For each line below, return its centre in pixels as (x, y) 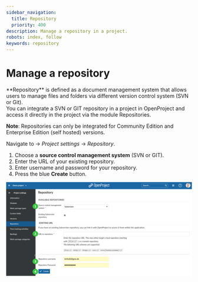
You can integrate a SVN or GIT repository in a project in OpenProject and (95, 108)
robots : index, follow (34, 37)
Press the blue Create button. (51, 174)
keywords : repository (33, 44)
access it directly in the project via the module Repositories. (79, 114)
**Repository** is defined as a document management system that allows (96, 89)
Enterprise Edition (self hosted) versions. (55, 132)
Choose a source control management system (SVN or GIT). (89, 155)
